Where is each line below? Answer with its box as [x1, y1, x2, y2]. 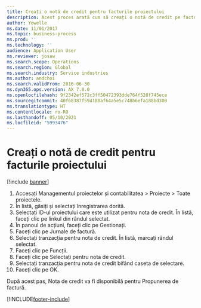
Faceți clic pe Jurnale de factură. [15, 228, 97, 235]
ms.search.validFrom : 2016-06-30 [7, 81, 90, 87]
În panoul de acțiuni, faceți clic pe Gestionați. [15, 222, 126, 229]
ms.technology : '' [7, 42, 52, 48]
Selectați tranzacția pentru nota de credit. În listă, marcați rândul [15, 234, 174, 242]
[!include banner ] [7, 178, 50, 185]
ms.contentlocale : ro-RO [7, 109, 69, 115]
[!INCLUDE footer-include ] [7, 295, 70, 303]
